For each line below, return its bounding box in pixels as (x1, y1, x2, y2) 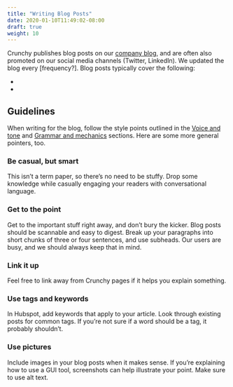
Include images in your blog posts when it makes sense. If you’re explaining (7, 358, 225, 367)
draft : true (7, 23, 42, 30)
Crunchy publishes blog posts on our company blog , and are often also (7, 49, 212, 57)
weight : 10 (7, 29, 39, 37)
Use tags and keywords (7, 294, 89, 304)
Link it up (7, 260, 40, 270)
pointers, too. (7, 139, 46, 147)
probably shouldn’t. (7, 325, 64, 333)
